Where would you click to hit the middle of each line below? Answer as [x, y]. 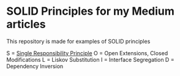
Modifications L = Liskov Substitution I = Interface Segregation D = [90, 59]
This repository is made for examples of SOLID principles [78, 41]
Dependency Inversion [35, 66]
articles [26, 24]
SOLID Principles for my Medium [90, 11]
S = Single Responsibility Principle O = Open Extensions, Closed [87, 53]
